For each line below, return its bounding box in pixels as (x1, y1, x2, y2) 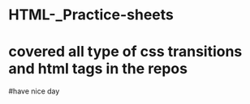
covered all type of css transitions (8, 43, 243, 61)
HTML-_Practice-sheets (8, 6, 175, 24)
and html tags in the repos (8, 60, 188, 78)
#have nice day (8, 86, 60, 96)
